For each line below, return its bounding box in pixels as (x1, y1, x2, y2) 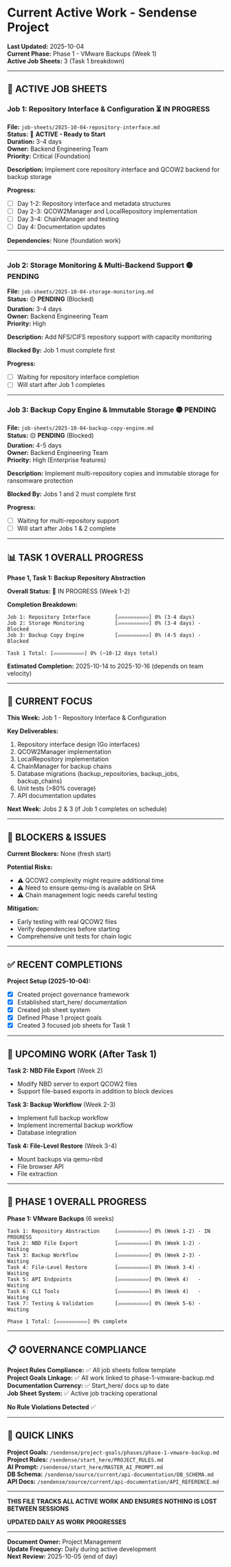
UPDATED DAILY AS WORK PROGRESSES (7, 1517, 127, 1526)
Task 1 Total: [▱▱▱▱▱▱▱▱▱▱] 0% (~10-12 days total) (7, 649, 158, 657)
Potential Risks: (7, 863, 53, 872)
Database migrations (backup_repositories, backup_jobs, (16, 770, 179, 778)
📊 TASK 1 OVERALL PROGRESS (7, 552, 144, 564)
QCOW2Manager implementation (16, 748, 111, 756)
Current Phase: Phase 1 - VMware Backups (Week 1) (7, 50, 157, 58)
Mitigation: (7, 904, 39, 913)
